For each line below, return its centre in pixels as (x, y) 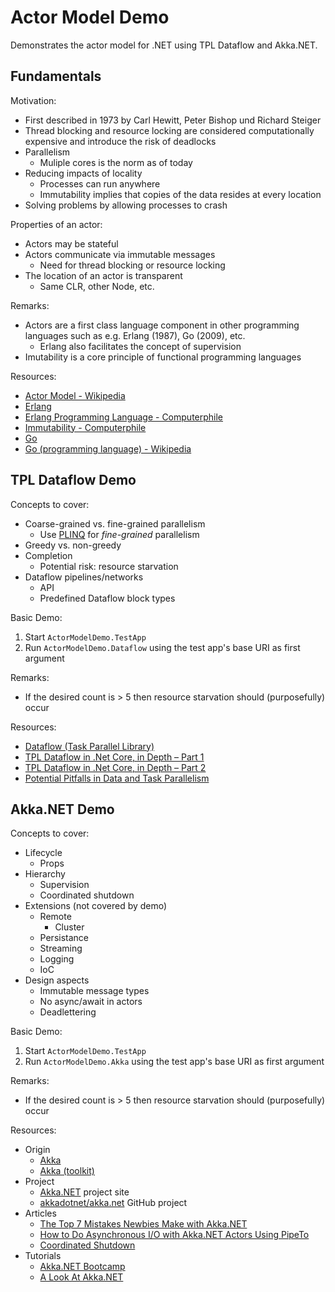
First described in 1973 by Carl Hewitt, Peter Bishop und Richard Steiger (173, 120)
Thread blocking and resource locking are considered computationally (169, 130)
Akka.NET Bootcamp (82, 1267)
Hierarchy (45, 874)
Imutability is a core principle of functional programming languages (163, 357)
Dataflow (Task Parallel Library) (89, 746)
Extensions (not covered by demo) (96, 906)
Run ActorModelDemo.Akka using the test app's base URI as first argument (174, 1062)
